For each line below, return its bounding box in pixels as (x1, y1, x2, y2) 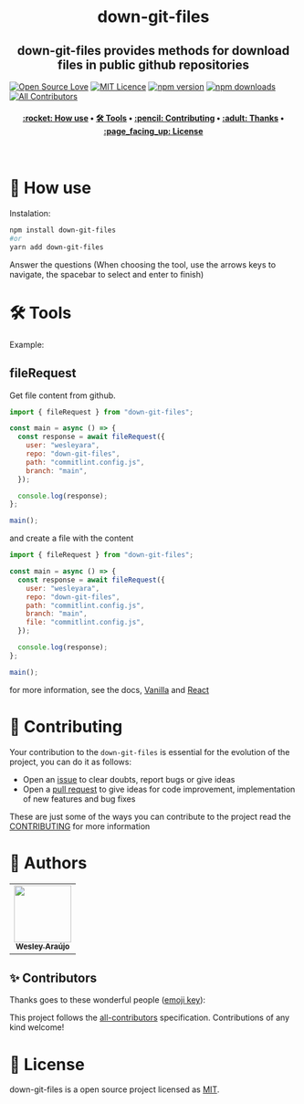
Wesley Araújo (15, 941, 70, 952)
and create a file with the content (9, 532, 134, 544)
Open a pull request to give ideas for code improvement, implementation (22, 783, 296, 794)
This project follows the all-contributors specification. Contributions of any (9, 1012, 290, 1024)
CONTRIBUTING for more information (9, 820, 151, 832)
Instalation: (9, 208, 51, 219)
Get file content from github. (9, 390, 116, 401)
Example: (9, 339, 45, 350)
